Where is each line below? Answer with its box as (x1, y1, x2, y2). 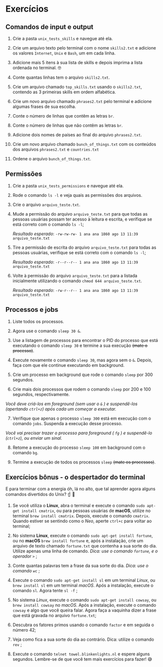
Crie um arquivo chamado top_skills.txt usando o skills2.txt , (12, 84, 142, 89)
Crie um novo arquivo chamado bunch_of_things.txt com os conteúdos (12, 141, 157, 147)
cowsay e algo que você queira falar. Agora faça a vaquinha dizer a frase (12, 607, 157, 613)
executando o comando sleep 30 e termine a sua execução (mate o (12, 342, 147, 348)
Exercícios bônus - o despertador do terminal (5, 473, 145, 481)
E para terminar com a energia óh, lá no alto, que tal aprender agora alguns (5, 486, 156, 492)
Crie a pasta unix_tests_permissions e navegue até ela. (12, 183, 124, 188)
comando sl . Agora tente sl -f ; (12, 588, 78, 594)
